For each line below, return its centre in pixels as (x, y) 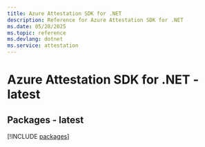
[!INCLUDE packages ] (38, 136)
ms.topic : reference (37, 33)
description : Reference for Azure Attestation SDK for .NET (96, 20)
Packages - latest (46, 120)
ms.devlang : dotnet (35, 39)
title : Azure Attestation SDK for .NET (65, 13)
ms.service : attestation (43, 46)
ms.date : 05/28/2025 (37, 26)
